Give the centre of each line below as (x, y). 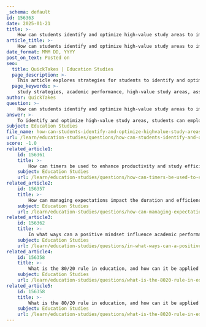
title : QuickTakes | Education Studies (63, 69)
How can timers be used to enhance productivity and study (105, 166)
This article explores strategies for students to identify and (101, 80)
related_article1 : (30, 149)
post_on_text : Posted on (38, 58)
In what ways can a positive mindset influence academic (102, 234)
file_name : (20, 132)
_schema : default (29, 12)
